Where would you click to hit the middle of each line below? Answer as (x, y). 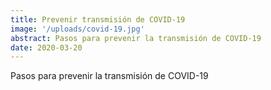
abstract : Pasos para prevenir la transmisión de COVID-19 (136, 38)
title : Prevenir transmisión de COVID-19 (98, 19)
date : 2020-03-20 (46, 47)
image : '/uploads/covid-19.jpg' (77, 29)
